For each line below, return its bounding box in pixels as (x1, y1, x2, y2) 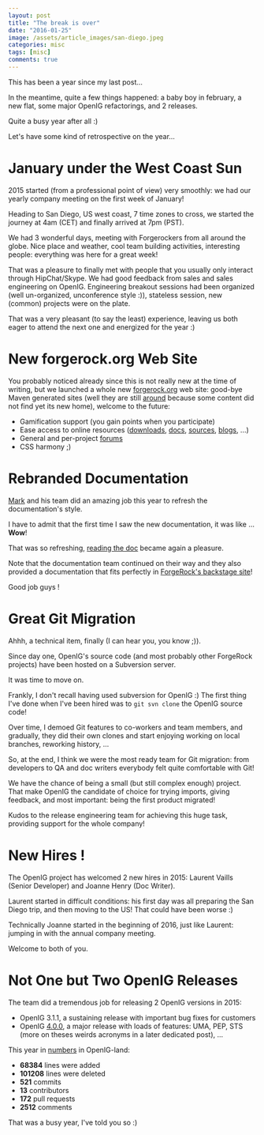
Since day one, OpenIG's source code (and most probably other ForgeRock (8, 651, 253, 661)
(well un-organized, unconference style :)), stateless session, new (8, 290, 223, 300)
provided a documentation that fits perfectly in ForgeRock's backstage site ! (8, 567, 253, 576)
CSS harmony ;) (19, 442, 72, 451)
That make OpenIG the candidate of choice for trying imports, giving (8, 786, 230, 796)
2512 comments (19, 1102, 73, 1111)
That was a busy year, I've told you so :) (8, 1118, 138, 1127)
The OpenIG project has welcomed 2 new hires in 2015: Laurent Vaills (8, 873, 234, 882)
